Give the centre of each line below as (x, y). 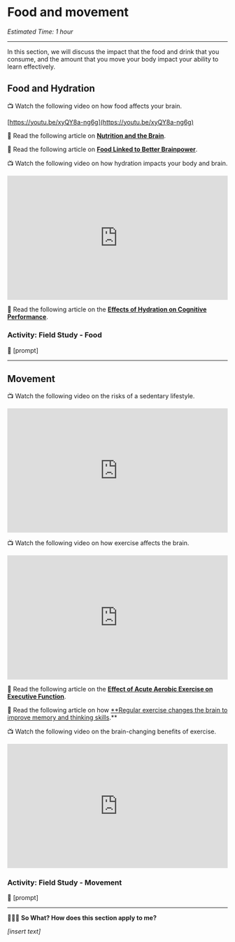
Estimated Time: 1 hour (40, 31)
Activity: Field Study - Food (55, 335)
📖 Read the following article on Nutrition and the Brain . (87, 135)
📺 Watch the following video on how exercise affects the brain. (98, 542)
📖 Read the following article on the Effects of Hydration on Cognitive (107, 309)
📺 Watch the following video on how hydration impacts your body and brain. (117, 163)
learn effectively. (31, 66)
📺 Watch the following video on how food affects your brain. (95, 106)
